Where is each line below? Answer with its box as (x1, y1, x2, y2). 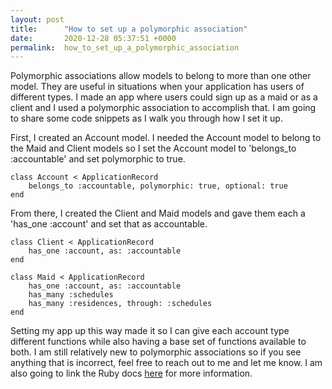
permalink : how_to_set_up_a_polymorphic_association (10, 42, 240, 53)
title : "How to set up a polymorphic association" (10, 24, 248, 34)
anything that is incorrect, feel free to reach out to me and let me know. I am (10, 357, 323, 369)
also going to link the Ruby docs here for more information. (10, 367, 253, 380)
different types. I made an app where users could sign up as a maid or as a (10, 91, 318, 103)
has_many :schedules (28, 290, 114, 300)
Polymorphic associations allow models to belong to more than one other (10, 70, 312, 82)
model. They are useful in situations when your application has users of (10, 81, 305, 93)
